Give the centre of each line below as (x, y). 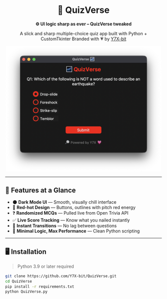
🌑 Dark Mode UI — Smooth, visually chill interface (64, 202)
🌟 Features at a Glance (41, 190)
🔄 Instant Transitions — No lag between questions (64, 226)
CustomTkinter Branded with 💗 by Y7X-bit (83, 39)
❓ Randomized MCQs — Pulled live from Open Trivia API (70, 213)
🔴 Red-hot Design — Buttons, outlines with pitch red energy (74, 208)
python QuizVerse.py (27, 292)
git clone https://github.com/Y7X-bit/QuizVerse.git (61, 276)
